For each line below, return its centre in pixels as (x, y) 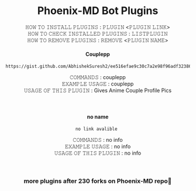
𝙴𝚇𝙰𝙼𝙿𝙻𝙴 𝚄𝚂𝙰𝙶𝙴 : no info (98, 146)
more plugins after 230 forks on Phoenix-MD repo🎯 (98, 181)
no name (98, 117)
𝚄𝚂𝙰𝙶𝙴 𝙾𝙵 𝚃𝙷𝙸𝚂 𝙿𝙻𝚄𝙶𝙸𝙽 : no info (98, 153)
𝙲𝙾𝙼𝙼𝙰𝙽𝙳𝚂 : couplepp (98, 77)
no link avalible (96, 129)
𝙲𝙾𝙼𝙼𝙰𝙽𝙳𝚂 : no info (98, 140)
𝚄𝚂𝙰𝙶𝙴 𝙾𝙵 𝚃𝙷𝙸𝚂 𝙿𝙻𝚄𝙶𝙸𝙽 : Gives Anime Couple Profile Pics (98, 91)
